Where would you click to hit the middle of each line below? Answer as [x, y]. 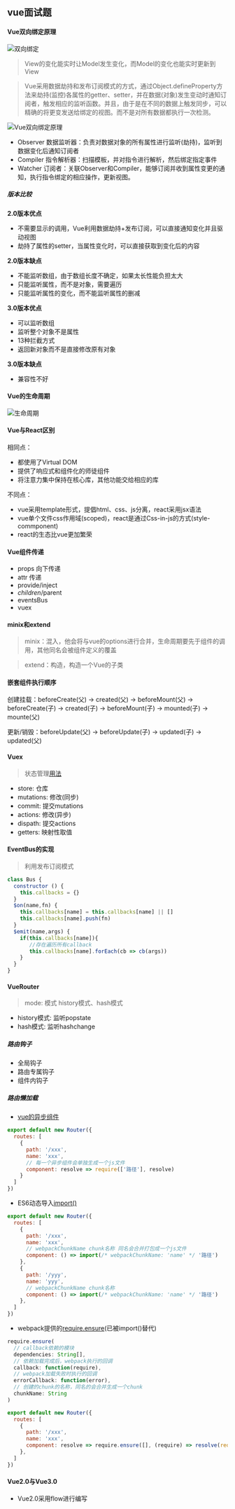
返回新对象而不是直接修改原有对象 [66, 349]
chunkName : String [41, 1393]
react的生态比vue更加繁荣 [55, 534]
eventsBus [33, 600]
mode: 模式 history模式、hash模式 [74, 1003]
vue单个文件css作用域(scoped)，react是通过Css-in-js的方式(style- [114, 518]
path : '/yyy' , [47, 1275]
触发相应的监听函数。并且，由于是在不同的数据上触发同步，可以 [135, 103]
